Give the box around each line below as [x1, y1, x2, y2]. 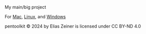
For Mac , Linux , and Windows [4, 14, 66, 19]
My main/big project [4, 4, 46, 10]
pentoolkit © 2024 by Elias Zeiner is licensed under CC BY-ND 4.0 [4, 23, 141, 29]
